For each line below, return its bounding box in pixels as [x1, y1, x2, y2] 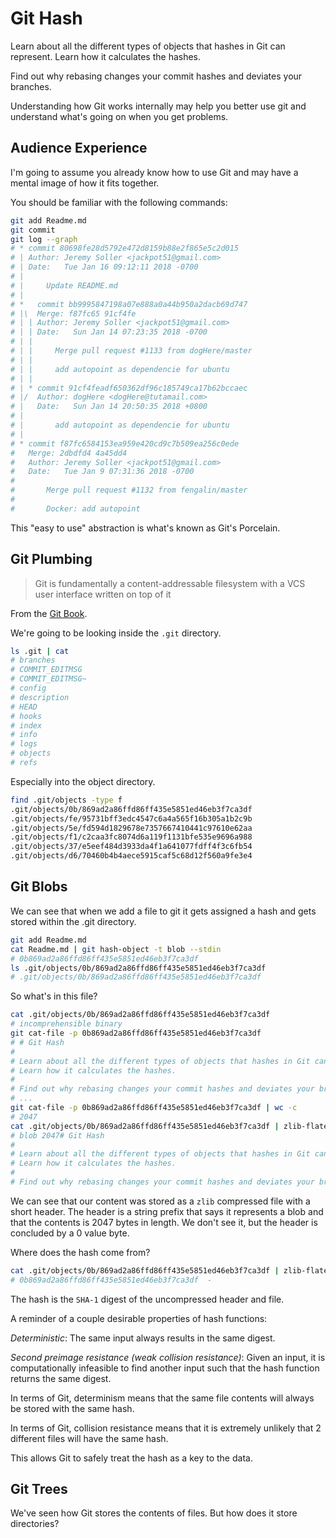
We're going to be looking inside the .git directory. [10, 627, 222, 639]
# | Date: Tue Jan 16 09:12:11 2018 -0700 [10, 262, 199, 272]
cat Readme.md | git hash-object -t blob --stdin [10, 944, 222, 954]
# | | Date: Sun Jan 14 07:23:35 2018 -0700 [10, 327, 208, 337]
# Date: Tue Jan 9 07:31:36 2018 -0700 [10, 467, 195, 477]
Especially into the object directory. [10, 775, 156, 787]
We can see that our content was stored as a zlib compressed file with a [10, 1195, 311, 1207]
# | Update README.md [10, 280, 118, 291]
